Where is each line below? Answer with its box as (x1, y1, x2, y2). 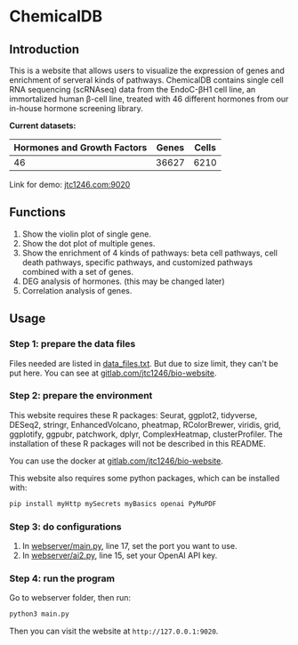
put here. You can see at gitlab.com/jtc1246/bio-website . (9, 367, 217, 378)
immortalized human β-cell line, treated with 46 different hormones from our (9, 93, 289, 104)
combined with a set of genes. (21, 266, 133, 277)
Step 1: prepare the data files (9, 338, 136, 351)
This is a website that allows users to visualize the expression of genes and (9, 65, 285, 76)
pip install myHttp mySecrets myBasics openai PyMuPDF (9, 499, 217, 508)
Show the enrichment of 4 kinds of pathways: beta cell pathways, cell (21, 247, 278, 258)
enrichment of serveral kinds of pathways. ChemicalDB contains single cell (9, 75, 285, 85)
